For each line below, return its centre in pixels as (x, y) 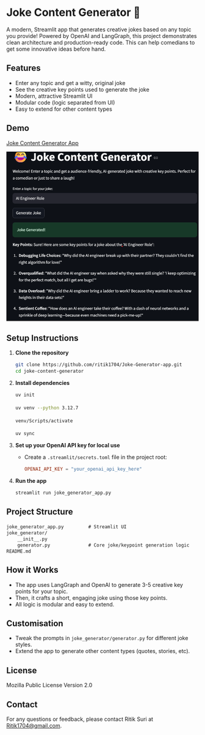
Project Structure (40, 512)
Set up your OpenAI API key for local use (67, 446)
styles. (23, 644)
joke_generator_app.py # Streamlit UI (67, 527)
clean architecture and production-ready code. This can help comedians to (101, 42)
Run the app (31, 481)
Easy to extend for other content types (64, 109)
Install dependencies (42, 383)
